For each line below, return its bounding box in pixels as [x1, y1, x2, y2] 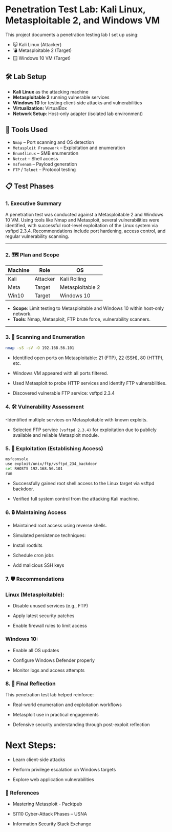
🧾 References [5, 789, 39, 796]
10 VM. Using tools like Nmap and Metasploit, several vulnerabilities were [5, 217, 160, 223]
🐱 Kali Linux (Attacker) [12, 41, 62, 47]
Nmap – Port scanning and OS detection [12, 139, 94, 145]
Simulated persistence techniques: [12, 532, 86, 539]
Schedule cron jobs [12, 552, 54, 559]
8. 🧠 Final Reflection [5, 680, 56, 687]
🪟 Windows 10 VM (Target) [12, 55, 71, 61]
